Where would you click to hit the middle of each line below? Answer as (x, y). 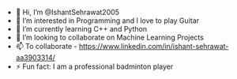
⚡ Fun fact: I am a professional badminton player (94, 66)
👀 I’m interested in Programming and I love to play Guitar (107, 21)
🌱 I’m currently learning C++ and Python (81, 29)
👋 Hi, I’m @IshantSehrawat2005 (68, 12)
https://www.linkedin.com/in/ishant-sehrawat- (154, 46)
